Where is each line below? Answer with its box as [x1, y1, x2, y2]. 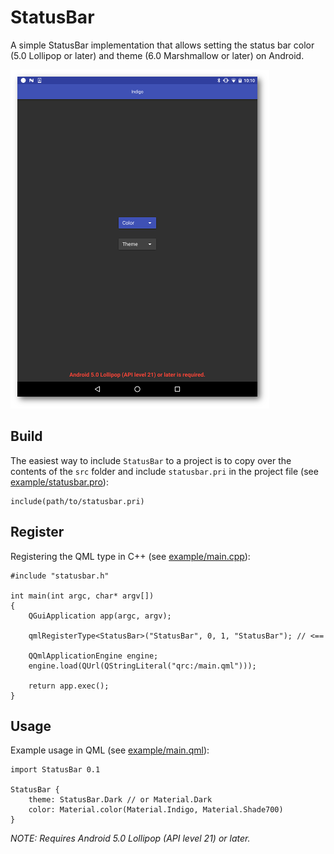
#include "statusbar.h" [10, 571, 110, 581]
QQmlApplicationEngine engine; [28, 651, 159, 661]
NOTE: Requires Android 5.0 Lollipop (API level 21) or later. [10, 832, 251, 845]
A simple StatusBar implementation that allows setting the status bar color [10, 39, 315, 51]
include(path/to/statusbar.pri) [10, 496, 145, 506]
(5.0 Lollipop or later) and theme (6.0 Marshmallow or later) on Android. [10, 49, 305, 61]
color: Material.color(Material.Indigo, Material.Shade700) [28, 805, 284, 815]
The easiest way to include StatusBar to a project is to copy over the [10, 454, 292, 466]
